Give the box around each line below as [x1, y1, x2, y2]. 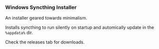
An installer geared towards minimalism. [5, 15, 87, 21]
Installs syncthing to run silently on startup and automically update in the [5, 24, 155, 30]
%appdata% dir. [5, 30, 33, 36]
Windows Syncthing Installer [5, 4, 77, 11]
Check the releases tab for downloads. [5, 39, 85, 45]
